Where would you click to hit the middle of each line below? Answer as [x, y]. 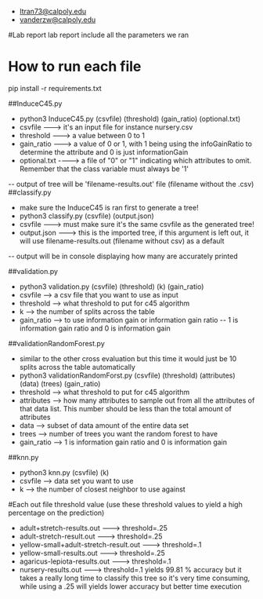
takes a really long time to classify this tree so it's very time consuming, [135, 578]
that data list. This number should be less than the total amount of [126, 408]
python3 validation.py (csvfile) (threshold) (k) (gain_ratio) [112, 287]
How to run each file [75, 67]
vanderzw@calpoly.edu [58, 20]
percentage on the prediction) [56, 513]
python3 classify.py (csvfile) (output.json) [86, 216]
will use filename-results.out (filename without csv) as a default [122, 241]
